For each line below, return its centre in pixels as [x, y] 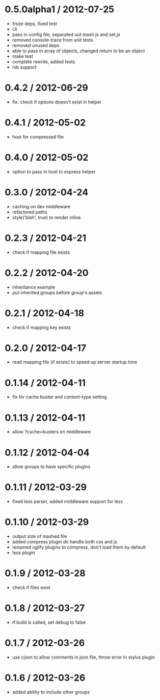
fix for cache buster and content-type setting [60, 397]
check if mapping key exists [41, 327]
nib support [24, 67]
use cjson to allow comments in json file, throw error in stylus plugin [84, 657]
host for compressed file [38, 137]
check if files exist [31, 587]
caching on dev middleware [41, 206]
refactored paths [30, 212]
